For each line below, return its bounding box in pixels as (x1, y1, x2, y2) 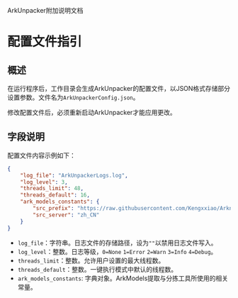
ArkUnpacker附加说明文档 (7, 6, 84, 14)
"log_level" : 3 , (20, 178, 69, 186)
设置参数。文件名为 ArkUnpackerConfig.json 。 (7, 93, 140, 101)
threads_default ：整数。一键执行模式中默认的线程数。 (17, 265, 178, 273)
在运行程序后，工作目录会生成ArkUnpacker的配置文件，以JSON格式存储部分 (7, 84, 231, 92)
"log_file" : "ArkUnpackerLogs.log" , (20, 172, 129, 179)
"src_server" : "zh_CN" (33, 211, 100, 219)
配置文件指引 (7, 34, 83, 50)
